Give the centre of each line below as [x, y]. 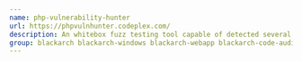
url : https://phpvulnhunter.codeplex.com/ [90, 26]
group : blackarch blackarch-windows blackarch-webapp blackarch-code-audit [154, 43]
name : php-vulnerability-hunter [70, 17]
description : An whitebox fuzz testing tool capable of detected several [151, 34]
